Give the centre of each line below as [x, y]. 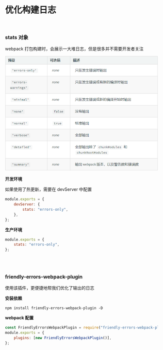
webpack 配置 [19, 318]
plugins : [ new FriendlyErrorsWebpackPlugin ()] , [63, 338]
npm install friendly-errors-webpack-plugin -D [54, 308]
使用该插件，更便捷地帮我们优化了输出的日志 [50, 288]
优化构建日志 [31, 10]
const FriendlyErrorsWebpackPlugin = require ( [53, 328]
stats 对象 [17, 37]
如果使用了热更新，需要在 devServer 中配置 [49, 189]
